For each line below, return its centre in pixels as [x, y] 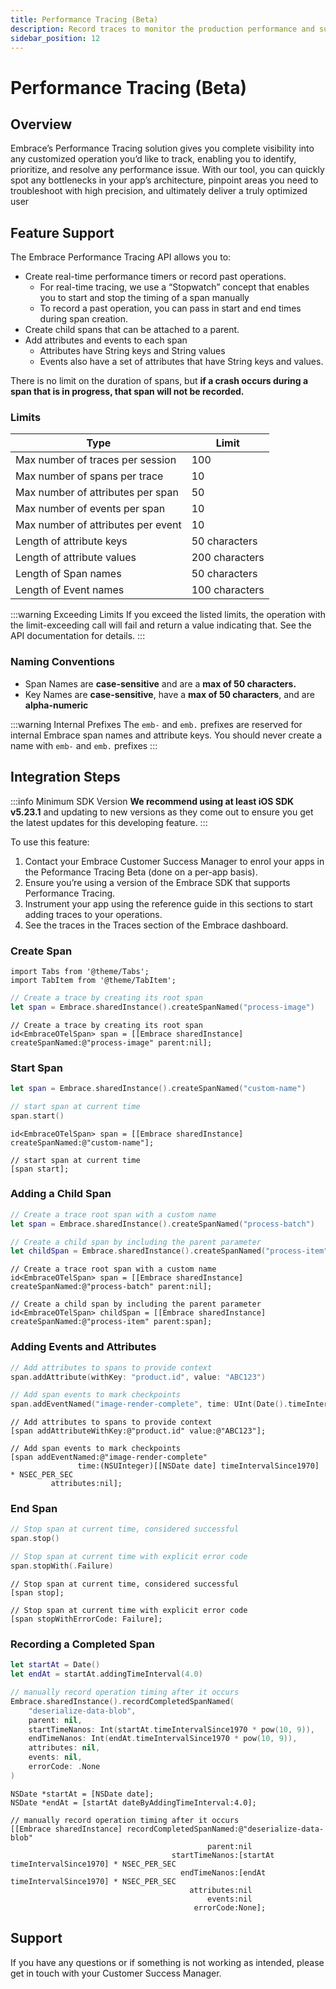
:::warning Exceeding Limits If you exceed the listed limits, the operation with [168, 615]
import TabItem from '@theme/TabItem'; [93, 980]
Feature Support [62, 232]
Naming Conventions [63, 662]
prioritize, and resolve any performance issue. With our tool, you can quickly [167, 170]
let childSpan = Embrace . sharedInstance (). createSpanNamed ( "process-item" [169, 1251]
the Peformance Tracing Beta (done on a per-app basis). [141, 872]
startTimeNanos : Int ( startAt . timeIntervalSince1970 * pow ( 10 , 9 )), [171, 1729]
